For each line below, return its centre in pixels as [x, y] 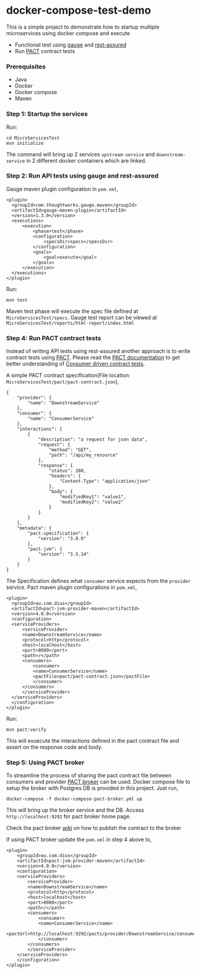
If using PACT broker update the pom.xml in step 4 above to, [79, 840]
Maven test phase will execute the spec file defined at [72, 311]
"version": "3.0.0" [62, 539]
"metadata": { [34, 528]
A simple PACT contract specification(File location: [68, 376]
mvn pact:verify [26, 730]
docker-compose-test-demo [79, 10]
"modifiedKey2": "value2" [91, 502]
